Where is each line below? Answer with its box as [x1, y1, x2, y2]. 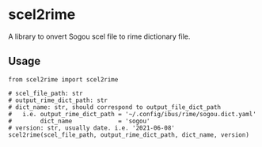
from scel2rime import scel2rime [8, 75, 119, 84]
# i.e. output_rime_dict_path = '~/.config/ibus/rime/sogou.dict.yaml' [8, 110, 257, 118]
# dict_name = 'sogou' [8, 117, 150, 125]
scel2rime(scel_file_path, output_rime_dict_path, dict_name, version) [8, 130, 249, 139]
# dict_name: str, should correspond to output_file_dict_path [8, 103, 222, 111]
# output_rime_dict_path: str [8, 96, 108, 104]
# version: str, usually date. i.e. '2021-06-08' [8, 124, 176, 132]
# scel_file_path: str [8, 89, 83, 97]
